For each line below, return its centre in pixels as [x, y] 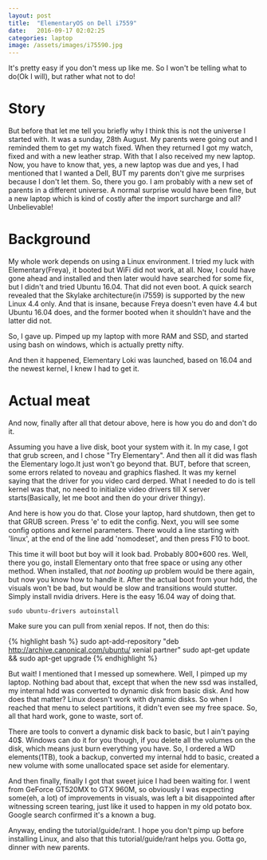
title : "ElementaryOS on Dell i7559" [73, 23]
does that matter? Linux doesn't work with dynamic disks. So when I [120, 699]
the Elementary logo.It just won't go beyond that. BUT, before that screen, [130, 464]
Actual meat [49, 401]
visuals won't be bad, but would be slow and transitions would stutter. [123, 588]
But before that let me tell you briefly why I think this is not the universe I [127, 131]
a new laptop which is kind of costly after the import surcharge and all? [125, 199]
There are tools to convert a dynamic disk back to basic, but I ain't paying [129, 732]
